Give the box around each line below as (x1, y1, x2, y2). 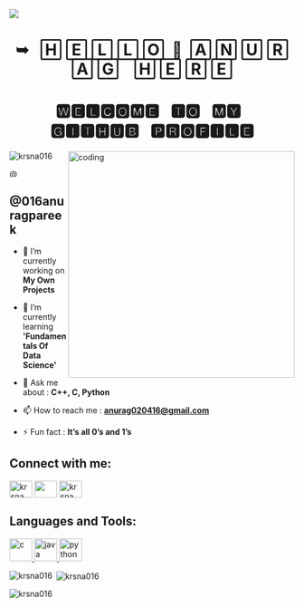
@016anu (9, 193, 65, 208)
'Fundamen (22, 331, 67, 342)
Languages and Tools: (9, 514, 138, 529)
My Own (22, 275, 56, 285)
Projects (22, 284, 56, 294)
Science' (22, 359, 57, 371)
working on (22, 265, 65, 275)
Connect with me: (9, 456, 112, 471)
